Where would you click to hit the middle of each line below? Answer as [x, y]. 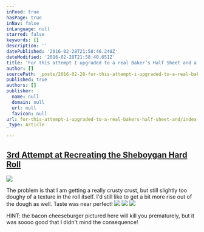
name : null [25, 97]
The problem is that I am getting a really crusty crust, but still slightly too [97, 190]
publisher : [20, 91]
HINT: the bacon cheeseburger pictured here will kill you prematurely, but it [100, 216]
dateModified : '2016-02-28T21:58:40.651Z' [61, 57]
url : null [24, 108]
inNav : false [23, 23]
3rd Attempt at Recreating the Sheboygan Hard [97, 155]
